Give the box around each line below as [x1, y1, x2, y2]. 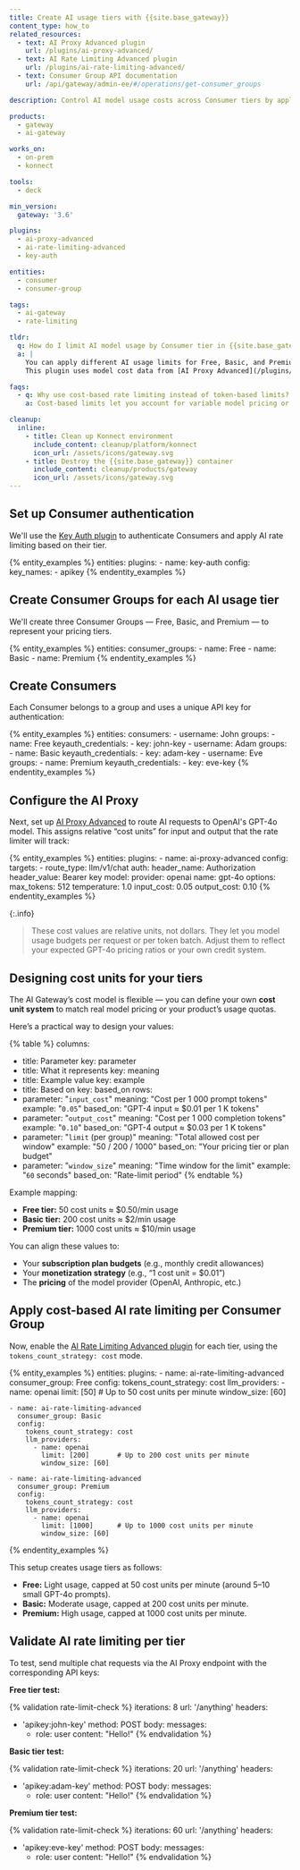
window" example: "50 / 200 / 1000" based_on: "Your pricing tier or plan [21, 1141, 289, 1152]
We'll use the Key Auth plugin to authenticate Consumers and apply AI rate [9, 529, 284, 541]
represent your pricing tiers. [9, 625, 112, 636]
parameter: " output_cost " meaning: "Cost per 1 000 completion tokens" [21, 1113, 287, 1123]
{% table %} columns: [9, 1038, 90, 1049]
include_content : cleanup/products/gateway [32, 465, 198, 474]
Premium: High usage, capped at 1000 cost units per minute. [21, 1607, 247, 1619]
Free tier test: [9, 1684, 61, 1695]
